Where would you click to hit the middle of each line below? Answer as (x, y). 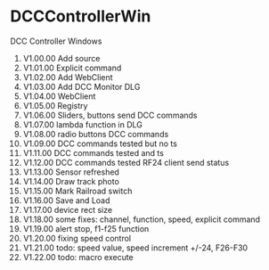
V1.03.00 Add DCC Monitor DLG (82, 86)
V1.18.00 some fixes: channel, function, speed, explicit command (142, 219)
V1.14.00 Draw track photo (71, 181)
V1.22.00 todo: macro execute (78, 257)
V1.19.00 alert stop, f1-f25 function (86, 228)
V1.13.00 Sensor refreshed (71, 172)
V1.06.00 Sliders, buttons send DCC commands (110, 115)
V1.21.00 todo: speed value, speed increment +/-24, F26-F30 (135, 248)
